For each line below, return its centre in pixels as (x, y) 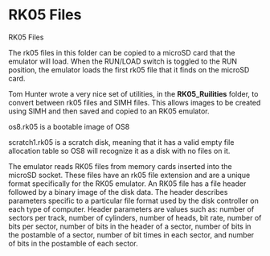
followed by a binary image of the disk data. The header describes (118, 192)
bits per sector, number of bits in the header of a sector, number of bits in (130, 226)
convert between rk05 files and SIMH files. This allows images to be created (135, 102)
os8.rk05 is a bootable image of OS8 (69, 126)
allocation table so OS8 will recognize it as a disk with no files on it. (119, 151)
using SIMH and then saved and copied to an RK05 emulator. (109, 111)
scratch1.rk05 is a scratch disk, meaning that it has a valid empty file (121, 142)
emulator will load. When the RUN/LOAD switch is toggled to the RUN (123, 61)
